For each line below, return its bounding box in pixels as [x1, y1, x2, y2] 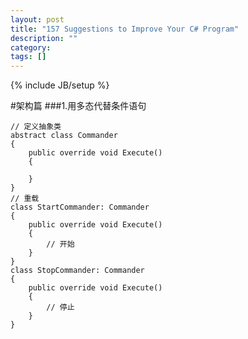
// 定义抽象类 [10, 122, 62, 132]
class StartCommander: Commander [10, 202, 150, 213]
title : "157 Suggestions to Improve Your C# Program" [10, 24, 240, 34]
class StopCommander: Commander [10, 266, 145, 276]
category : [10, 42, 52, 53]
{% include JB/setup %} [10, 79, 110, 91]
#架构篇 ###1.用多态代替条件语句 [10, 100, 147, 112]
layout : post [10, 14, 65, 25]
